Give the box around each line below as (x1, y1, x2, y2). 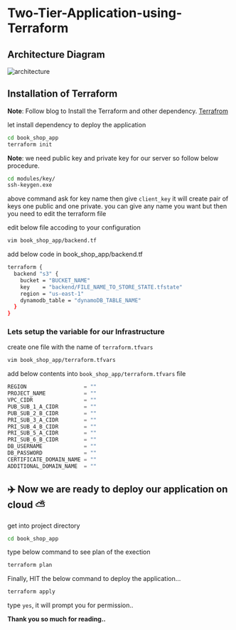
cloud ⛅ (7, 499, 45, 511)
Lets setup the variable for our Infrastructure (7, 327, 165, 337)
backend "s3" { (14, 270, 59, 278)
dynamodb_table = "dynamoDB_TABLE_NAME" (20, 297, 141, 304)
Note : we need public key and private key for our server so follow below (7, 154, 219, 162)
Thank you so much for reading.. (7, 615, 107, 624)
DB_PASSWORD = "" (7, 449, 97, 457)
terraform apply (7, 588, 55, 595)
